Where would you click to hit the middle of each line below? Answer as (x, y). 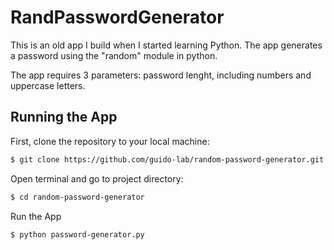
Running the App (64, 117)
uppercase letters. (48, 85)
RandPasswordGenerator (117, 17)
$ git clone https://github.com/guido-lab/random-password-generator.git (167, 159)
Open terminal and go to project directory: (97, 178)
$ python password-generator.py (77, 234)
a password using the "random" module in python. (114, 55)
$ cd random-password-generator (77, 197)
